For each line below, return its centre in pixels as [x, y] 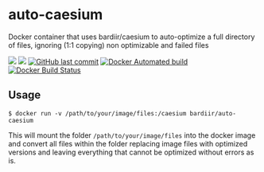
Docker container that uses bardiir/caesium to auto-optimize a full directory [132, 37]
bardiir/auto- [213, 113]
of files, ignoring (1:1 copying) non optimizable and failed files [109, 45]
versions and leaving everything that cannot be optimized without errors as [131, 152]
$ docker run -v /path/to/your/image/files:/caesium [97, 113]
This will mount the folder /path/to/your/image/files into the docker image [132, 135]
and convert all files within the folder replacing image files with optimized [128, 143]
